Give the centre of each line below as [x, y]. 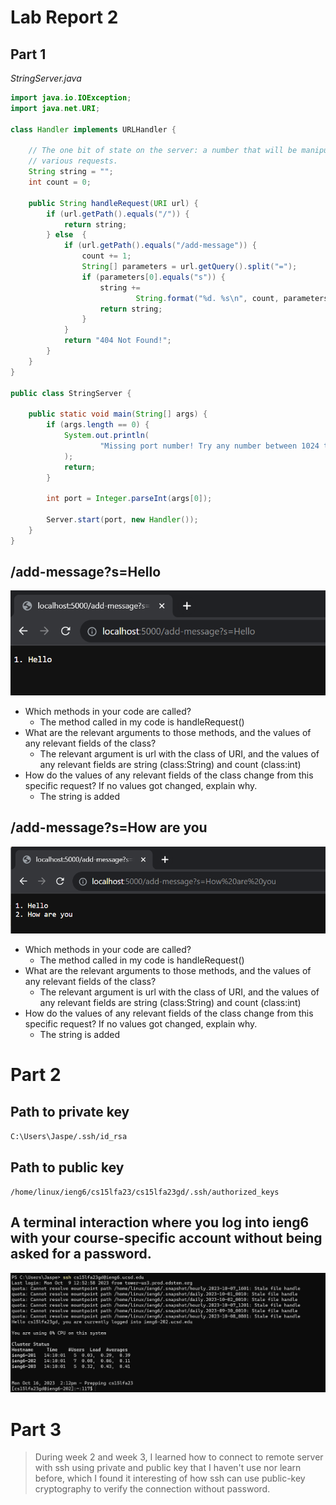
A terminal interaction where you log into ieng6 [160, 1222]
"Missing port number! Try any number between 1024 [209, 446]
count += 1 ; [106, 256]
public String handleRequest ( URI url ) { [113, 203]
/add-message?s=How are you [109, 827]
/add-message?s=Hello [86, 572]
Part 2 [36, 1075]
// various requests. [73, 161]
